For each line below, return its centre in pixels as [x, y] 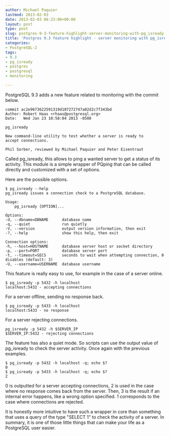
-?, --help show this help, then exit [62, 233]
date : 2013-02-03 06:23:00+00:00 [40, 19]
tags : [11, 52]
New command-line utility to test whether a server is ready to [74, 136]
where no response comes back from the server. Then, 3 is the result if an [82, 391]
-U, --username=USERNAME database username [53, 264]
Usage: [12, 202]
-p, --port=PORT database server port [56, 251]
